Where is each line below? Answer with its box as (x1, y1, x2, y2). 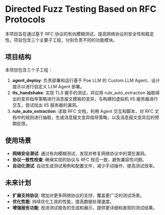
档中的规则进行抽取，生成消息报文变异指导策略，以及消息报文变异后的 (12, 114, 155, 120)
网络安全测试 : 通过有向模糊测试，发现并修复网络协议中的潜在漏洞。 (12, 150, 149, 156)
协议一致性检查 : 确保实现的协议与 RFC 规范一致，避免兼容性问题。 (12, 156, 147, 162)
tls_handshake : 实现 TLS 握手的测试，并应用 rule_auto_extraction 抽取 (12, 90, 156, 96)
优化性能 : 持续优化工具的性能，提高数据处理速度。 (12, 199, 114, 205)
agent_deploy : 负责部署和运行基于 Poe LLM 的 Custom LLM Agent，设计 (12, 77, 160, 83)
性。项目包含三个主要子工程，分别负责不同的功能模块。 (5, 37, 117, 43)
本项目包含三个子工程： (5, 67, 53, 72)
